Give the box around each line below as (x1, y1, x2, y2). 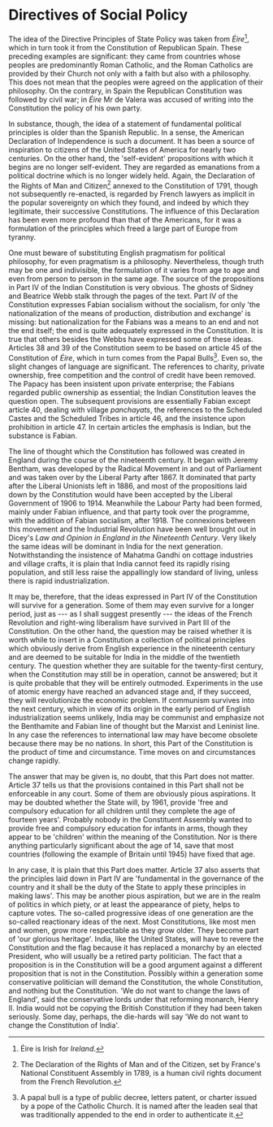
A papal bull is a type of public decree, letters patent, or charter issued (19, 1092, 258, 1102)
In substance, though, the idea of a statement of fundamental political (8, 119, 242, 128)
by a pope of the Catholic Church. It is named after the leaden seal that (19, 1101, 258, 1111)
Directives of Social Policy (8, 6, 188, 24)
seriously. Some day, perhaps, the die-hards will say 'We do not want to (8, 1012, 249, 1021)
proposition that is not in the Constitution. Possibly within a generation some (8, 969, 264, 978)
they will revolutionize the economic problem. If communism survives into (8, 695, 254, 704)
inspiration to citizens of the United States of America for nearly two (8, 145, 236, 154)
